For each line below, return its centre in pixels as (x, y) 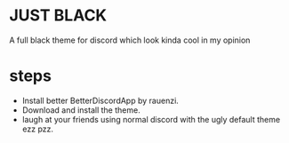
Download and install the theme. (81, 110)
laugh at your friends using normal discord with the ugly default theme (151, 119)
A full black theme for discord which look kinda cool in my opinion (130, 40)
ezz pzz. (38, 129)
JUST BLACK (58, 16)
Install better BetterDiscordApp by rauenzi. (100, 100)
